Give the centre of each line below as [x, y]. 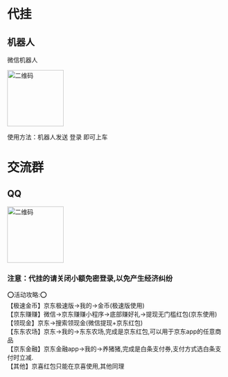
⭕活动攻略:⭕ [27, 295]
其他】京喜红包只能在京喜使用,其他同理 [69, 366]
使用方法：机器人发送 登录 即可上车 [58, 137]
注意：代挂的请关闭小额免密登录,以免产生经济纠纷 [90, 278]
